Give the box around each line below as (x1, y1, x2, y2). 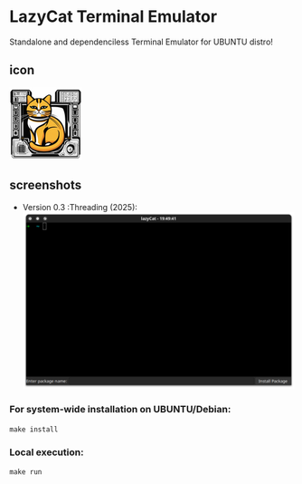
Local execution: (9, 446, 84, 459)
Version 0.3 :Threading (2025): (22, 201, 138, 212)
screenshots (9, 178, 82, 193)
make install (9, 424, 59, 434)
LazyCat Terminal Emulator (9, 6, 218, 27)
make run (9, 467, 42, 477)
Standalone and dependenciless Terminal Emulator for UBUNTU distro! (9, 36, 274, 47)
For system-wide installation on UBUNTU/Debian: (9, 403, 231, 416)
